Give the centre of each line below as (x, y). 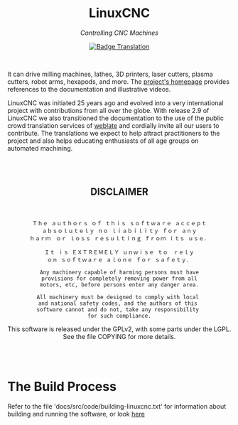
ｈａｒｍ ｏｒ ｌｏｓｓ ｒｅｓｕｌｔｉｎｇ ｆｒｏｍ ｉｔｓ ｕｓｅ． (119, 238)
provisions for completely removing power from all (119, 279)
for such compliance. (119, 316)
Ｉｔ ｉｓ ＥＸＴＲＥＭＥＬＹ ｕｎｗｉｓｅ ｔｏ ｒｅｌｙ (119, 252)
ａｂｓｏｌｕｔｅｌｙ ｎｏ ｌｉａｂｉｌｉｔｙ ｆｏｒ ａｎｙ (119, 231)
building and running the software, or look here (76, 414)
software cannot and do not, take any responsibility (118, 310)
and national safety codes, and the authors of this (118, 303)
